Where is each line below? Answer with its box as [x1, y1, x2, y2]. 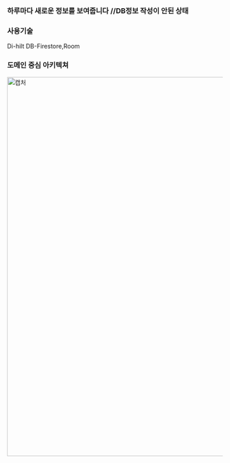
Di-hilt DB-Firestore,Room [7, 42, 80, 51]
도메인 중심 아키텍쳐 [7, 60, 69, 70]
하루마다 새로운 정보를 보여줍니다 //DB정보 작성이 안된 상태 [7, 5, 189, 15]
